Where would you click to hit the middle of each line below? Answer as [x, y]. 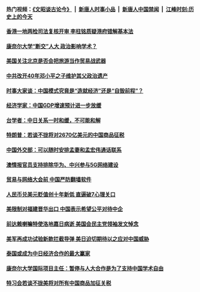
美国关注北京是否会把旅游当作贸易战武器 [56, 61]
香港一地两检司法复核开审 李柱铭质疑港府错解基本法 [70, 31]
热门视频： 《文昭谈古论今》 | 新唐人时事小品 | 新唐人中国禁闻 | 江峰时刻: [98, 9]
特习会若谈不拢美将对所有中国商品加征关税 [59, 283]
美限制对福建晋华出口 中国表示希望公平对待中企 [65, 209]
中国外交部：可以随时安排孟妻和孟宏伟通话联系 [64, 150]
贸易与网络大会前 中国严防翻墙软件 [49, 180]
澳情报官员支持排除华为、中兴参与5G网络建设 [62, 165]
